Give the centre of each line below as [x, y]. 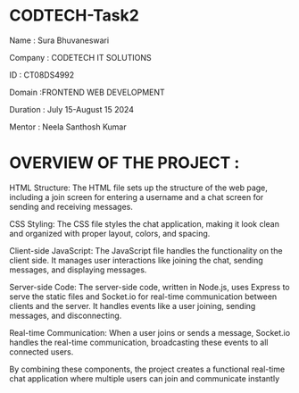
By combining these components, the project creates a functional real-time [147, 369]
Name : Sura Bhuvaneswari [59, 40]
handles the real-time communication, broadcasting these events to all [139, 342]
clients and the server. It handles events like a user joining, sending [133, 305]
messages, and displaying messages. [78, 270]
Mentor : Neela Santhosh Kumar [68, 127]
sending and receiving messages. [71, 206]
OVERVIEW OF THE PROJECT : [125, 163]
